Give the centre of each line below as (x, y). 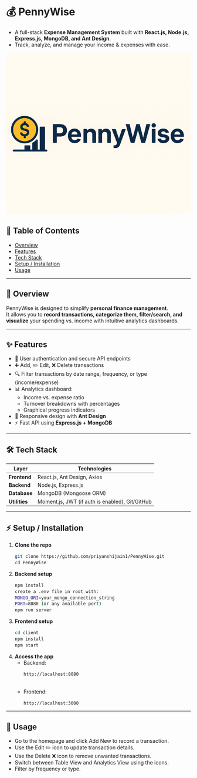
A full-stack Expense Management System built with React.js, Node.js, (102, 32)
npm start (27, 645)
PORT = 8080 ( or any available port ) (58, 604)
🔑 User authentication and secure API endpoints (72, 359)
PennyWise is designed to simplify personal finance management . (87, 308)
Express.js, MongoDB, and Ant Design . (63, 38)
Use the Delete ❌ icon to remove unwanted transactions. (83, 756)
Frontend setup (34, 621)
